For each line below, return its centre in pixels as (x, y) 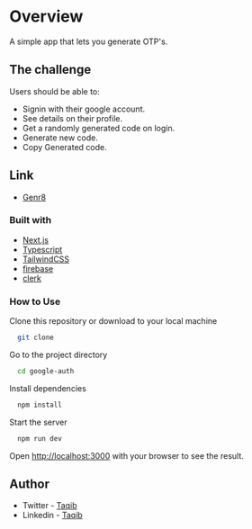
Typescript (42, 249)
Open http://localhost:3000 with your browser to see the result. (127, 455)
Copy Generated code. (64, 147)
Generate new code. (60, 138)
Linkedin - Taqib (52, 516)
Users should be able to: (55, 91)
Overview (46, 17)
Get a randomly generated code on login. (99, 128)
